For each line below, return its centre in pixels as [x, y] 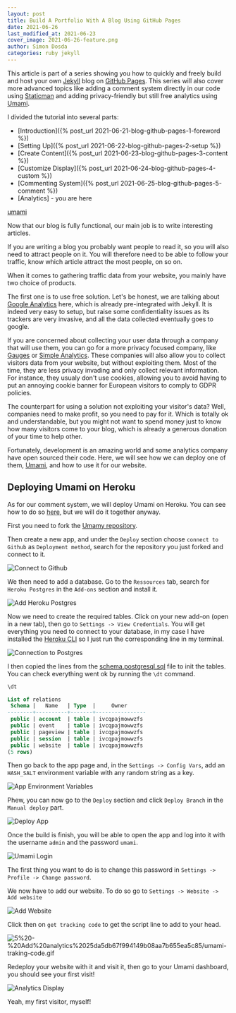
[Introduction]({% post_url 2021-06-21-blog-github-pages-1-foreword [119, 131]
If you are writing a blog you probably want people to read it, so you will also [118, 246]
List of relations [34, 700]
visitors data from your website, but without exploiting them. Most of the [112, 362]
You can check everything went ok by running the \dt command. [101, 673]
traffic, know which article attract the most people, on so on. [95, 261]
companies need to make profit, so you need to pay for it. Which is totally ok [118, 414]
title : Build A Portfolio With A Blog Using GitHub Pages [94, 20]
